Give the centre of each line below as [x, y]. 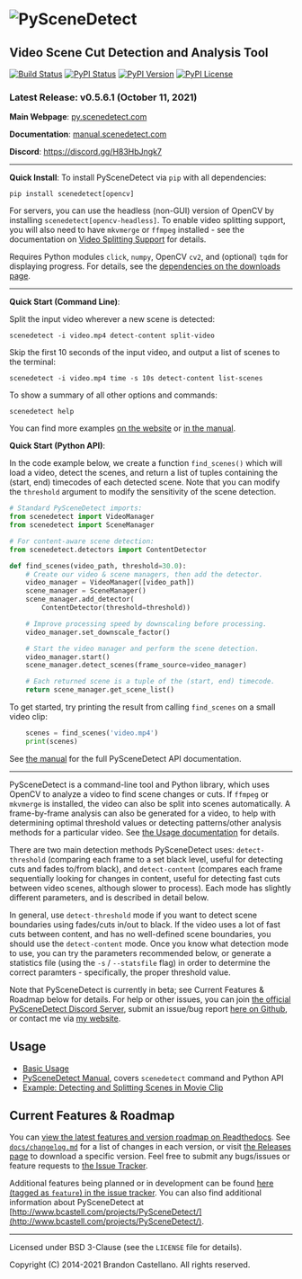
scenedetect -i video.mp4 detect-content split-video [112, 336]
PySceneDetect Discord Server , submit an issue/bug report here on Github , [148, 1008]
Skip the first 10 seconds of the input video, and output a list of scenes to [145, 353]
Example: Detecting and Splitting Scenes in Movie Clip [123, 1087]
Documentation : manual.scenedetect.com [88, 134]
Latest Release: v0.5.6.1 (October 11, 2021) [103, 97]
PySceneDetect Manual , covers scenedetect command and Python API [153, 1078]
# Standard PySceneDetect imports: [76, 508]
